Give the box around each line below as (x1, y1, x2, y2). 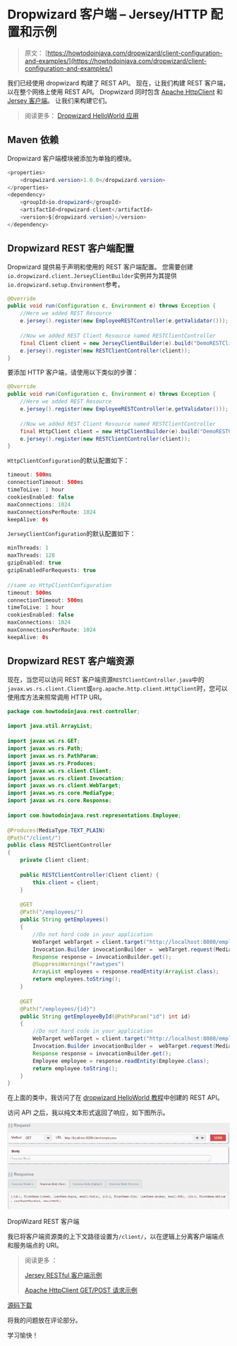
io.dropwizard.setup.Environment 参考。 (7, 280, 124, 289)
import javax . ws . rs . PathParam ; (7, 752, 99, 759)
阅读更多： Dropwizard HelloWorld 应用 (24, 111, 139, 120)
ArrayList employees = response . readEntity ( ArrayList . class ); (32, 968, 219, 976)
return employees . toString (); (32, 976, 121, 983)
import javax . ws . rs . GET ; (7, 738, 80, 745)
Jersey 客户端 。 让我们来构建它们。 (7, 96, 111, 104)
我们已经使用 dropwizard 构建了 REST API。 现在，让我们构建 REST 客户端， (7, 78, 230, 87)
